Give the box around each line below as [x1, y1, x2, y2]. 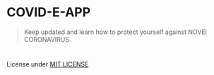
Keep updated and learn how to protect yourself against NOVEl [23, 28, 208, 36]
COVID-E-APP [6, 4, 91, 21]
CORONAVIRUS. [23, 35, 71, 43]
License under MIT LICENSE [6, 60, 89, 69]
